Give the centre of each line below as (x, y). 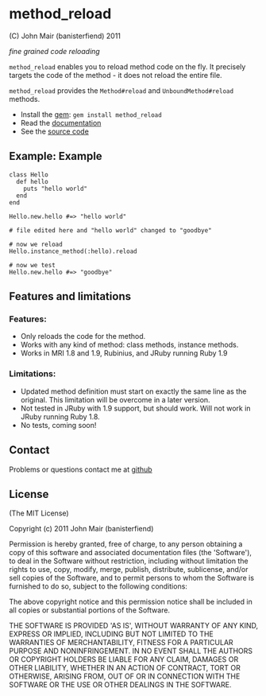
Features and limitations (70, 296)
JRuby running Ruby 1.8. (60, 416)
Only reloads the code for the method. (83, 336)
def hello (32, 181)
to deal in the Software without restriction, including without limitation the (129, 561)
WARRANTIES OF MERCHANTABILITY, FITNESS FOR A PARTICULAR (121, 643)
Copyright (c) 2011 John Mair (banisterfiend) (81, 529)
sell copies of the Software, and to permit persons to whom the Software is (132, 578)
